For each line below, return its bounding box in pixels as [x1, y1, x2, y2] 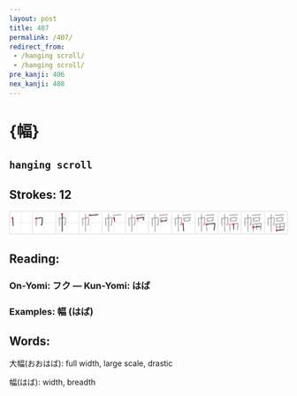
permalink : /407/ [9, 33, 73, 42]
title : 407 [9, 23, 49, 33]
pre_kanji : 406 [9, 71, 65, 80]
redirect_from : [9, 42, 65, 51]
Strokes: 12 [9, 187, 72, 202]
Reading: [9, 252, 60, 267]
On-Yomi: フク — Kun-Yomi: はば [9, 279, 150, 292]
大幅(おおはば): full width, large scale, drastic [9, 358, 173, 369]
